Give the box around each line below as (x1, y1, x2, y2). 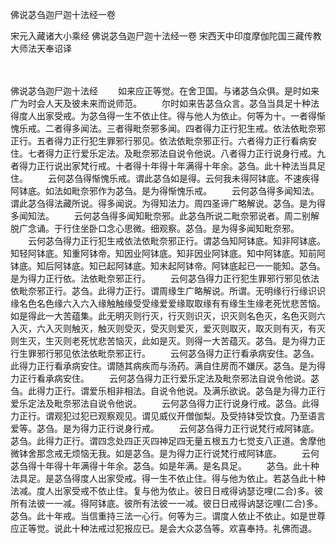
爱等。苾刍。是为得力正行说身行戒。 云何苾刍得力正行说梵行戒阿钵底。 (10, 423, 320, 434)
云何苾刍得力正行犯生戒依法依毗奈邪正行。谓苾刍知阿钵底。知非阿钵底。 (27, 235, 326, 247)
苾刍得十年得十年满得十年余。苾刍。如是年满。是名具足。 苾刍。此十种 (10, 460, 320, 472)
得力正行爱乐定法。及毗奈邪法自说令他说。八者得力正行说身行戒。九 (44, 148, 326, 159)
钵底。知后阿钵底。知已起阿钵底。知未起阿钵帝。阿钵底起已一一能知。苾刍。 (10, 260, 326, 272)
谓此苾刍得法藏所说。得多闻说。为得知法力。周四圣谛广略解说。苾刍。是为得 (10, 198, 326, 209)
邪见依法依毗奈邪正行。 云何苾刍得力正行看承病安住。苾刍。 (53, 348, 320, 359)
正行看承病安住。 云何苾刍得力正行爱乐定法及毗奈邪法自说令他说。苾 (18, 373, 320, 384)
